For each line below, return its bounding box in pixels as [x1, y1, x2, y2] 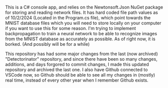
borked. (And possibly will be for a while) [5, 41, 90, 47]
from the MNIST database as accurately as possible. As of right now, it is [5, 36, 155, 42]
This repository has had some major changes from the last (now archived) [5, 51, 158, 57]
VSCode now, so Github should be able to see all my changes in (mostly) [5, 72, 155, 78]
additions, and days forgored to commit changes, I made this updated [5, 62, 149, 67]
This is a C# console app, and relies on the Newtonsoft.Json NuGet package [5, 4, 163, 10]
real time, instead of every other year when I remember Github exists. [5, 77, 149, 83]
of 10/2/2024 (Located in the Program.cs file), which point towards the [5, 15, 151, 20]
